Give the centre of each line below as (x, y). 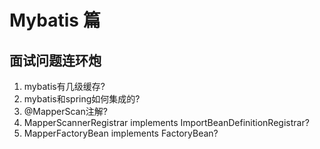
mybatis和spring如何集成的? (82, 99)
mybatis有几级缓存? (64, 86)
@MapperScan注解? (65, 111)
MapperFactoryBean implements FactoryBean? (121, 133)
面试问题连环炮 (55, 60)
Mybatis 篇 (55, 20)
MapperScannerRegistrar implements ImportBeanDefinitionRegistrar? (166, 122)
